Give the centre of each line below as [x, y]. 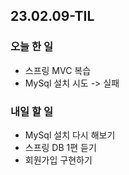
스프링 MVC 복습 [58, 70]
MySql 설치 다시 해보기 [70, 135]
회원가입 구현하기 [58, 160]
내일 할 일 [31, 111]
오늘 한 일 [31, 47]
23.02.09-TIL [52, 16]
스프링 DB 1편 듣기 [60, 147]
